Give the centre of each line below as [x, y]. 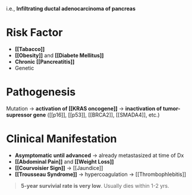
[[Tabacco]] [30, 49]
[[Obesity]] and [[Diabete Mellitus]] [59, 55]
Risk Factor [34, 33]
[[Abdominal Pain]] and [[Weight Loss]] [64, 161]
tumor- [171, 108]
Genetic [24, 68]
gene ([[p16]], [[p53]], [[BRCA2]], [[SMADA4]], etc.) [96, 115]
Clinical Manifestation [62, 139]
